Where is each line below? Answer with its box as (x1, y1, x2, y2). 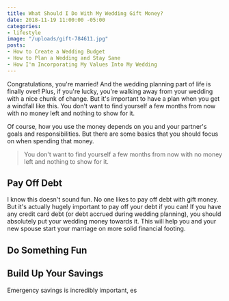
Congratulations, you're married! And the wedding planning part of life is (7, 80, 211, 88)
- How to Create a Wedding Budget (7, 49, 106, 56)
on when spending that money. (7, 136, 94, 145)
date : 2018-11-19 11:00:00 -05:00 (7, 16, 106, 23)
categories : (7, 23, 41, 29)
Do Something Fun (7, 244, 87, 256)
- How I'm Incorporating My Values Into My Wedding (7, 61, 157, 68)
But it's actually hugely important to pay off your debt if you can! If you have (7, 203, 221, 211)
